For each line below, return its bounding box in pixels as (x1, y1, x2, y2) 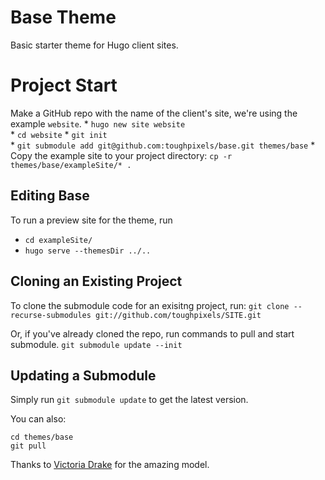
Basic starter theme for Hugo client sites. (10, 39, 179, 51)
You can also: (10, 413, 67, 425)
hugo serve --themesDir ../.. (24, 246, 152, 256)
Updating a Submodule (10, 367, 157, 384)
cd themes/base (10, 432, 74, 443)
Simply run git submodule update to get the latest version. (10, 394, 249, 406)
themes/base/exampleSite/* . (10, 160, 132, 170)
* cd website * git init (10, 128, 108, 140)
